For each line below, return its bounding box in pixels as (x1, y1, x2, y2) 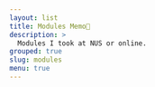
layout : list (9, 13, 59, 23)
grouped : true (9, 47, 63, 56)
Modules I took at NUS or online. (17, 38, 147, 48)
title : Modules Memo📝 (9, 22, 91, 31)
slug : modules (9, 55, 63, 64)
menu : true (9, 64, 50, 73)
